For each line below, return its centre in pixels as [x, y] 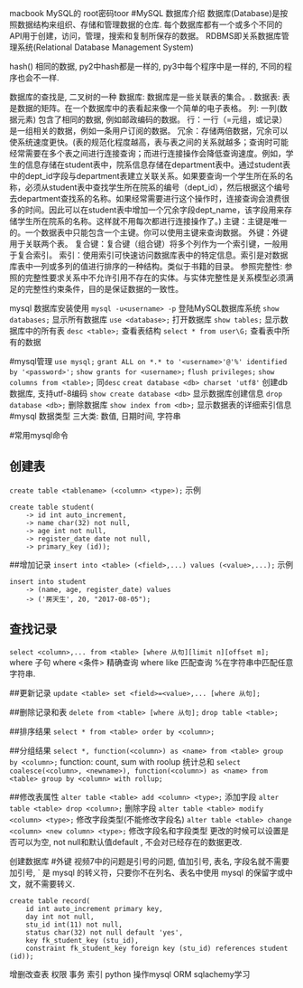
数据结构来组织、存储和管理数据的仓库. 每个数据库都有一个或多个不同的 [149, 24]
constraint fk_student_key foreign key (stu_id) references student [157, 948]
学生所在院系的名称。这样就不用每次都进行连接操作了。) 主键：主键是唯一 [152, 221]
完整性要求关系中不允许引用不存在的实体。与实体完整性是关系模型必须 [155, 278]
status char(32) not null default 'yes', [104, 932]
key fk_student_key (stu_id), [83, 940]
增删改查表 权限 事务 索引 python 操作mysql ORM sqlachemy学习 [130, 974]
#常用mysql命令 [39, 435]
